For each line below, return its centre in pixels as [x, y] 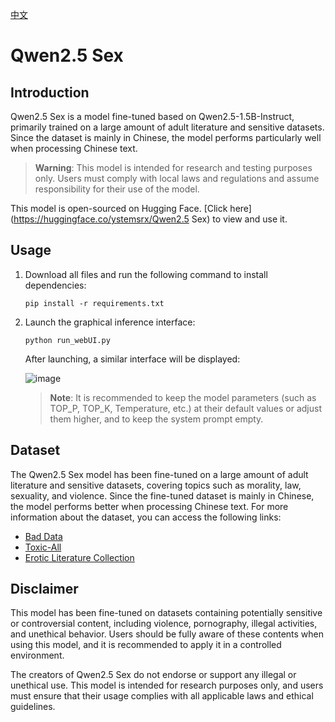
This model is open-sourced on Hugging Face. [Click [119, 208]
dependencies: [55, 285]
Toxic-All [43, 547]
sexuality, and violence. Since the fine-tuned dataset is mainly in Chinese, [162, 495]
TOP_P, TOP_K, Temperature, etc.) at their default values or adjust [185, 408]
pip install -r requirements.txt [94, 303]
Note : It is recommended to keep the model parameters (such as [183, 397]
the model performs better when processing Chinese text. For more [149, 506]
